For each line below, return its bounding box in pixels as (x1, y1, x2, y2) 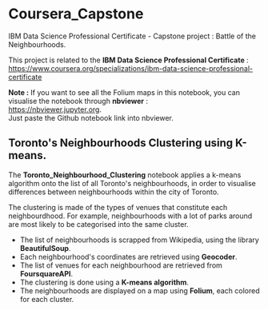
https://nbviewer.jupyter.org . (8, 105, 102, 114)
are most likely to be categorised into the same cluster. (8, 219, 190, 229)
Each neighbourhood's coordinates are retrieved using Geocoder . (19, 252, 238, 261)
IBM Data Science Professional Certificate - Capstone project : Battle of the (8, 31, 256, 41)
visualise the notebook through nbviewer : (8, 96, 149, 105)
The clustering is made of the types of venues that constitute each (8, 202, 228, 212)
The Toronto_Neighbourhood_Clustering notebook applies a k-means (8, 169, 242, 180)
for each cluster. (19, 294, 74, 304)
